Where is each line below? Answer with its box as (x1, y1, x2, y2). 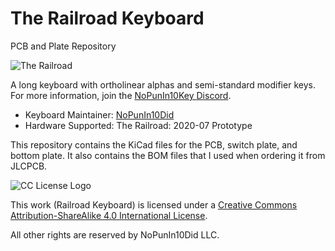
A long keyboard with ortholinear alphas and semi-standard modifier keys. (10, 78, 316, 91)
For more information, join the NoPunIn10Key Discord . (10, 89, 232, 101)
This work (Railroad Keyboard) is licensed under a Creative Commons (10, 198, 298, 211)
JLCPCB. (10, 160, 48, 172)
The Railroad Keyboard (10, 7, 205, 30)
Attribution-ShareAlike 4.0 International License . (10, 209, 208, 221)
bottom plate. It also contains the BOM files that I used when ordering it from (10, 149, 326, 161)
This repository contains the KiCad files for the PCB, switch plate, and (10, 138, 298, 151)
